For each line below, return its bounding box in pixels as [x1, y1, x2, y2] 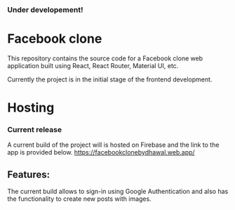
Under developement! [7, 5, 83, 15]
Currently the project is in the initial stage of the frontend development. [7, 75, 213, 84]
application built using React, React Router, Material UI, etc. [7, 61, 179, 70]
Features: [7, 169, 51, 181]
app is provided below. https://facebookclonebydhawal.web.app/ [7, 148, 195, 157]
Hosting [7, 100, 55, 116]
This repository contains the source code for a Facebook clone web [7, 54, 203, 63]
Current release [7, 124, 62, 134]
